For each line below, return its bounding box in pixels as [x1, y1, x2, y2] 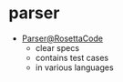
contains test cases [35, 52, 109, 63]
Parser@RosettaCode [21, 33, 104, 44]
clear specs [35, 42, 79, 53]
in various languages [35, 62, 115, 73]
